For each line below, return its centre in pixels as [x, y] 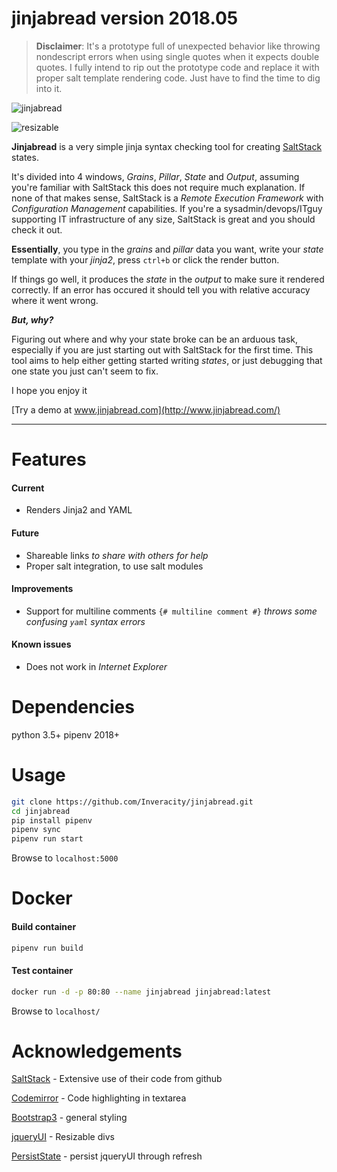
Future [25, 533]
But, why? [32, 319]
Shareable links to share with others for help [117, 555]
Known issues [41, 644]
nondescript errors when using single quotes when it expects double [177, 56]
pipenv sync [36, 830]
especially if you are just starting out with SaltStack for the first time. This [162, 349]
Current [28, 488]
